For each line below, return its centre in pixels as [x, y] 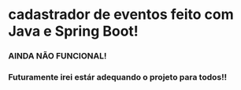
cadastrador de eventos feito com [121, 15]
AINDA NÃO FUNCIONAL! [57, 56]
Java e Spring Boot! [74, 31]
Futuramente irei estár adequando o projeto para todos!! [118, 77]
